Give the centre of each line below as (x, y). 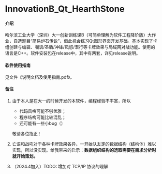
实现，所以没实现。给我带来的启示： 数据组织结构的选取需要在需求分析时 (84, 150)
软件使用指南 (18, 65)
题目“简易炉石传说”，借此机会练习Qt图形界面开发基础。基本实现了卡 (89, 41)
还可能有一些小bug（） (42, 123)
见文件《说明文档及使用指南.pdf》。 (40, 77)
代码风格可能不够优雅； (43, 111)
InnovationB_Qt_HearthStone (65, 9)
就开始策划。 (25, 156)
